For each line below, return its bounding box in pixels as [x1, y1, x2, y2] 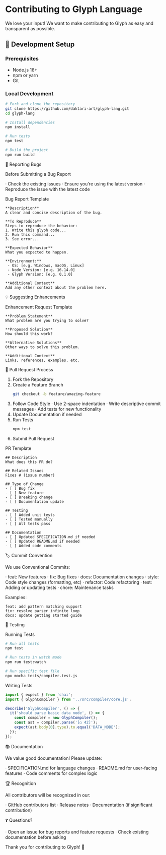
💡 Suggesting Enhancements [5, 294, 65, 300]
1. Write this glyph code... [5, 228, 66, 233]
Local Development [5, 90, 54, 97]
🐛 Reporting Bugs [5, 161, 42, 167]
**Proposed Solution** [5, 326, 53, 332]
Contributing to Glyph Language [5, 4, 142, 15]
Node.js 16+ [12, 67, 38, 73]
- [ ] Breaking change [5, 495, 53, 500]
